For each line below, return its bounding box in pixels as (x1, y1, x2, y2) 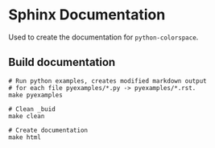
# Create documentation (8, 126, 89, 134)
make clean (8, 112, 45, 120)
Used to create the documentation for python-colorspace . (8, 32, 199, 42)
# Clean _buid (8, 105, 56, 113)
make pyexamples (8, 91, 63, 99)
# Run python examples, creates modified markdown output (8, 76, 207, 85)
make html (8, 133, 42, 142)
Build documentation (8, 55, 116, 69)
